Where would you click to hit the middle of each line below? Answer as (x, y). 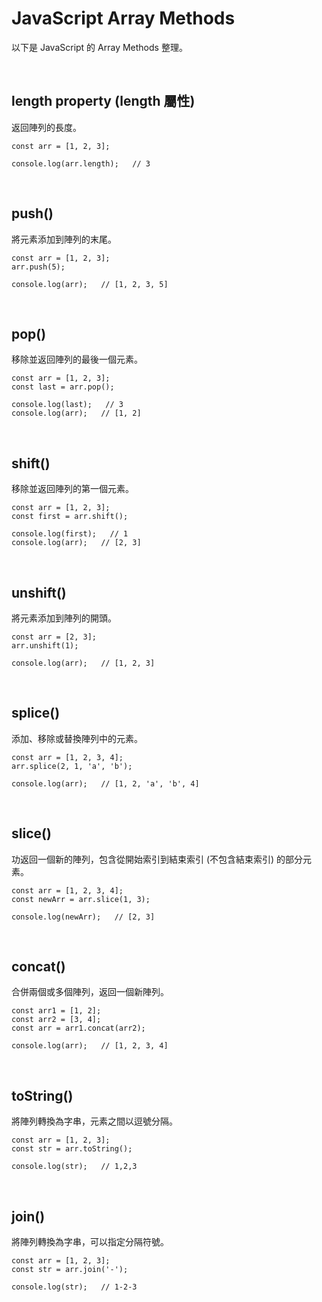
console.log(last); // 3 (67, 405)
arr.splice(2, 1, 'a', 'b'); (72, 766)
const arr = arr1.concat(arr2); (78, 1028)
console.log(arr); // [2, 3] (76, 543)
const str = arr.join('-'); (70, 1270)
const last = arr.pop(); (63, 387)
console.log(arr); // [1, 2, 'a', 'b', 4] (105, 783)
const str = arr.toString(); (72, 1149)
